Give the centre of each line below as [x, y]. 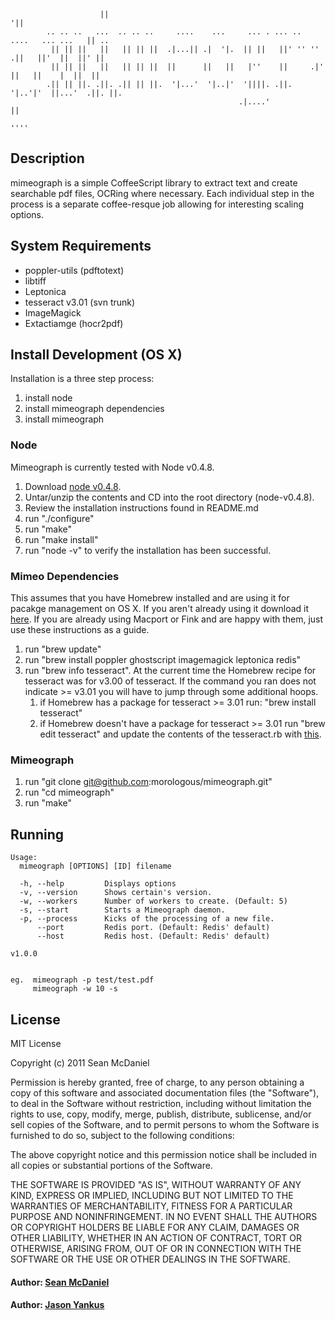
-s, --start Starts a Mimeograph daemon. [122, 910]
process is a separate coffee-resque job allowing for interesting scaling [157, 204]
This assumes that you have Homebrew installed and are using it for [150, 598]
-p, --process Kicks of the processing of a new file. [147, 919]
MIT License [36, 1043]
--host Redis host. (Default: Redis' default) [153, 936]
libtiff [35, 281]
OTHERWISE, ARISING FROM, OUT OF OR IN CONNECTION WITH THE [156, 1248]
